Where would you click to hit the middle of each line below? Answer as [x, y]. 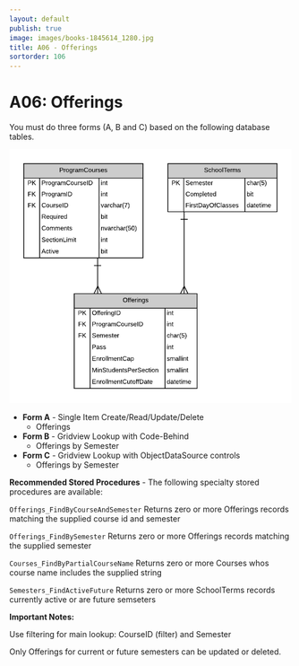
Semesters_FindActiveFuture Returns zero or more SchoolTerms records [142, 590]
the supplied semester [51, 545]
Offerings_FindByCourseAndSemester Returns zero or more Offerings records [149, 509]
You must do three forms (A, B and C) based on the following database [140, 127]
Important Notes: [42, 617]
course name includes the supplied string [86, 572]
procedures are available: [56, 491]
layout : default [39, 19]
